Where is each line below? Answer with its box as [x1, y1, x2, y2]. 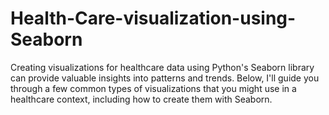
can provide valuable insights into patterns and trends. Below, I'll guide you [10, 72, 320, 84]
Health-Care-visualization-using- [10, 7, 297, 30]
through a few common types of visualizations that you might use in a [10, 82, 297, 94]
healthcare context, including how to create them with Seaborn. [10, 93, 273, 105]
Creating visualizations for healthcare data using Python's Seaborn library [10, 61, 315, 73]
